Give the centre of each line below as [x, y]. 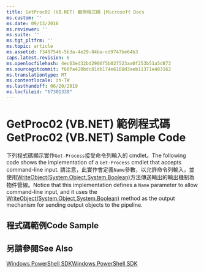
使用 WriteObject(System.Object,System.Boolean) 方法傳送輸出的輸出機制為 [100, 177]
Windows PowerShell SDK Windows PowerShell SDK [72, 264]
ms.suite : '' [23, 35]
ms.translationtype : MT [37, 75]
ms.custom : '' [25, 18]
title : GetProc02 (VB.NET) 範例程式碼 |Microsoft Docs [76, 12]
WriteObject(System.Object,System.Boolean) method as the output [91, 198]
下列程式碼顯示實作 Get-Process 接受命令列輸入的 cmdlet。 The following [96, 155]
